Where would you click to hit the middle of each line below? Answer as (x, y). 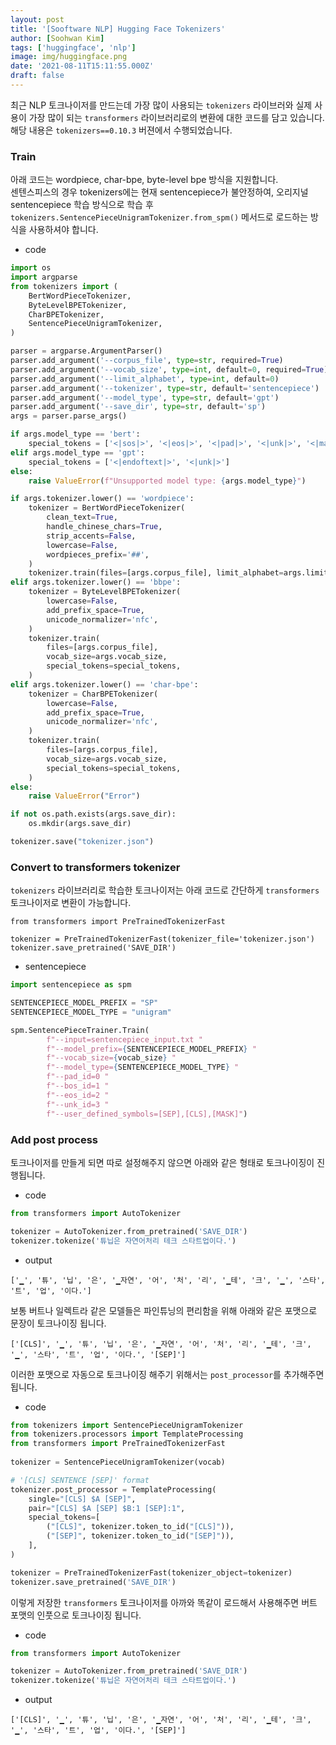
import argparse (44, 277)
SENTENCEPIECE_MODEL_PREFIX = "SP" (84, 1003)
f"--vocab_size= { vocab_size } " (111, 1058)
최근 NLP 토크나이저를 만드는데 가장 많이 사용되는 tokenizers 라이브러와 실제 (161, 105)
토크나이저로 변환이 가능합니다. (71, 903)
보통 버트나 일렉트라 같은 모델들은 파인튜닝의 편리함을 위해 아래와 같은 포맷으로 (164, 1310)
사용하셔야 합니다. (63, 230)
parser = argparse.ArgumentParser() (86, 351)
